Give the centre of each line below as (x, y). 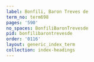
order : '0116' (24, 39)
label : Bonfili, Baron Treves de (47, 12)
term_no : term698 (27, 17)
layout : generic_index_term (41, 45)
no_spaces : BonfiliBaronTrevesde (47, 28)
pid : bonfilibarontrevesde (39, 34)
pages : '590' (22, 22)
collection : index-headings (41, 50)
